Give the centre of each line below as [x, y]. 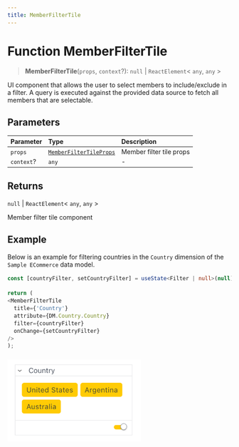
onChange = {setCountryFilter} [57, 331]
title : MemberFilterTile [44, 15]
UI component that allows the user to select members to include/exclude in [117, 85]
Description [139, 141]
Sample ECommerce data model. [51, 264]
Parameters [34, 122]
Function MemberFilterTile [87, 51]
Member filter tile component [50, 217]
